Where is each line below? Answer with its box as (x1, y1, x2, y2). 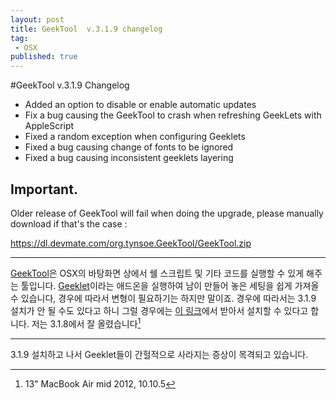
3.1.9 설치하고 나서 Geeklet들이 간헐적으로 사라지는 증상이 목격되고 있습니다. (10, 348, 309, 360)
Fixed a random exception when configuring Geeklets (24, 131, 246, 143)
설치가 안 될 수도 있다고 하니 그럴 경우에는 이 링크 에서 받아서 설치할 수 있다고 (10, 304, 309, 316)
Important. (10, 181, 78, 198)
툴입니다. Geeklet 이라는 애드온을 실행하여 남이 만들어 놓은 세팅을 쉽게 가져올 (20, 279, 320, 291)
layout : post (10, 14, 65, 25)
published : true (10, 52, 78, 62)
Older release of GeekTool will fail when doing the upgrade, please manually (10, 207, 324, 219)
